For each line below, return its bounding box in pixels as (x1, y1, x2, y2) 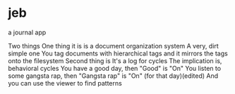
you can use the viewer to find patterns (8, 79, 122, 87)
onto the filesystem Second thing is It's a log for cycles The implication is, (8, 56, 222, 65)
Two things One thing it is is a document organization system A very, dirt (8, 41, 219, 50)
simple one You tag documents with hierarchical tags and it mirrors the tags (8, 49, 228, 58)
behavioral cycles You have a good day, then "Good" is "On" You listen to (8, 64, 222, 72)
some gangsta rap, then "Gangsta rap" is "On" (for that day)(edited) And (8, 72, 219, 80)
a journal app (8, 28, 47, 36)
